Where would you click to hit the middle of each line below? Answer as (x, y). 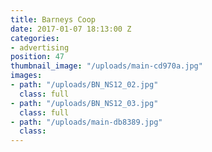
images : (26, 76)
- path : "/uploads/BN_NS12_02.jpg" (84, 85)
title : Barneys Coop (53, 19)
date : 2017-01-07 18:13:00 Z (71, 29)
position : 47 (37, 57)
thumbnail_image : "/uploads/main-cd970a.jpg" (106, 66)
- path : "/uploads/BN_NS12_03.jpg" (84, 103)
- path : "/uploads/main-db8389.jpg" (86, 122)
